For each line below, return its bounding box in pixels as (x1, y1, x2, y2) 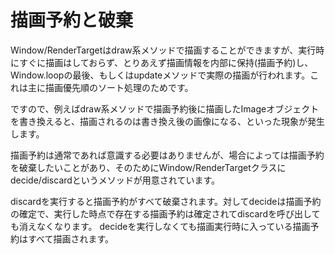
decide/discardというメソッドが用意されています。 (10, 174, 221, 186)
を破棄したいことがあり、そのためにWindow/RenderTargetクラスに (10, 161, 287, 173)
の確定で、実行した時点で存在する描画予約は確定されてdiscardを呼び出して (10, 207, 321, 220)
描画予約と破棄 (10, 9, 134, 32)
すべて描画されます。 (27, 232, 115, 245)
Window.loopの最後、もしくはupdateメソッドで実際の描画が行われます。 (10, 69, 311, 81)
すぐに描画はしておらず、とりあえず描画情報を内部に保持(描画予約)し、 (19, 56, 314, 68)
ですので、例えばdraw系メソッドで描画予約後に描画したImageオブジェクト (10, 102, 320, 115)
